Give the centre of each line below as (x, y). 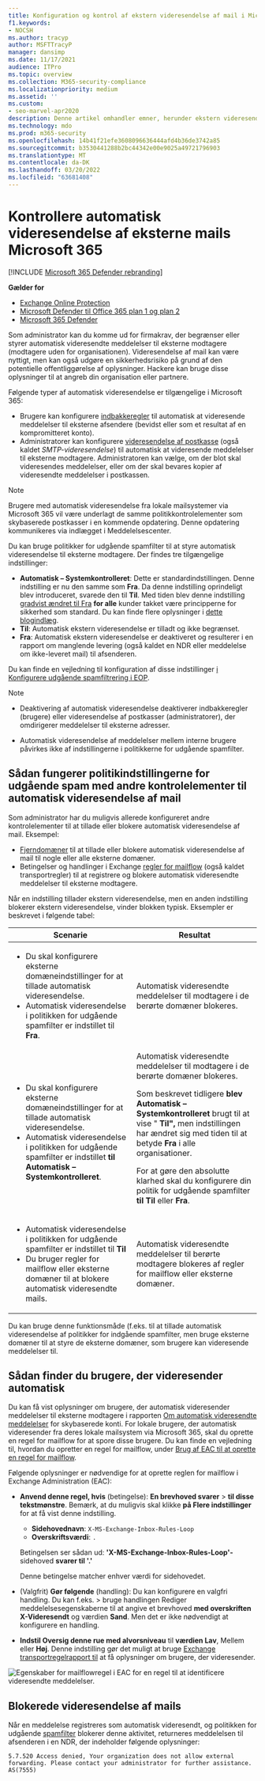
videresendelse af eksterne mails (119, 233)
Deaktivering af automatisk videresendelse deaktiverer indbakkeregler (134, 708)
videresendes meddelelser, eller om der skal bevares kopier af (121, 466)
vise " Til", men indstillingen (188, 1123)
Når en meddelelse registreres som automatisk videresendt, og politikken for (132, 1725)
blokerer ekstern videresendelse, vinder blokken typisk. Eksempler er (121, 907)
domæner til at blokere (67, 1279)
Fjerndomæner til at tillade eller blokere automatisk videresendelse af (132, 849)
